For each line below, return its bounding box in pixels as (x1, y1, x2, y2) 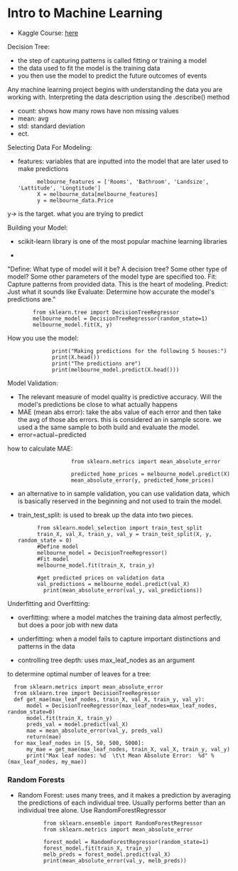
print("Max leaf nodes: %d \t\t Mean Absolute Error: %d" (26, 752, 208, 759)
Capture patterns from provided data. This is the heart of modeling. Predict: (7, 279, 229, 288)
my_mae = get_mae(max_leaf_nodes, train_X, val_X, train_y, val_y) (26, 746, 231, 753)
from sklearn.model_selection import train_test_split (36, 524, 203, 532)
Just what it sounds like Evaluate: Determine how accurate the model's (7, 287, 215, 296)
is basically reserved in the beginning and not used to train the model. (17, 497, 222, 505)
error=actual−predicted (17, 430, 87, 439)
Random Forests (7, 775, 65, 785)
